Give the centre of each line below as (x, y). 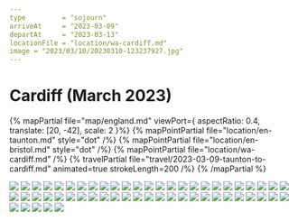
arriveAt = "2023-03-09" (64, 26)
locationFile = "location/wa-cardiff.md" (88, 43)
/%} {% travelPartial (90, 160)
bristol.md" (30, 150)
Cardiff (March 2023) (91, 96)
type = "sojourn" (58, 18)
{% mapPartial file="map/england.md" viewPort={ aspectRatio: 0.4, (135, 121)
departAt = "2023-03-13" (64, 34)
